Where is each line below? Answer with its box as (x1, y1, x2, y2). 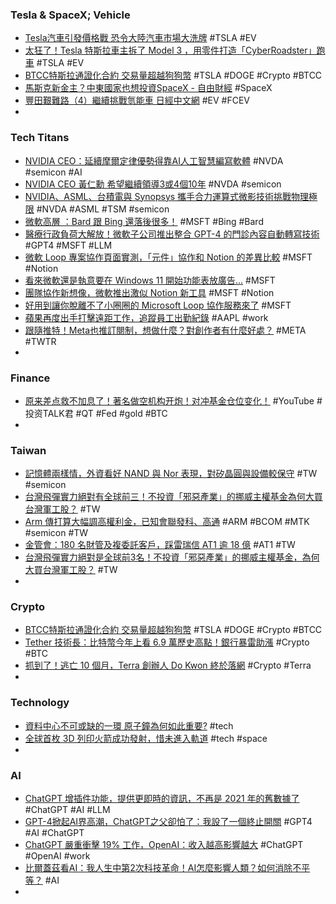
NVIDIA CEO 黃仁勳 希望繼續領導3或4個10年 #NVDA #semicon (24, 178, 282, 190)
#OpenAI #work (24, 850, 91, 862)
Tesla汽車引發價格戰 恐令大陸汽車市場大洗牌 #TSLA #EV (24, 32, 257, 44)
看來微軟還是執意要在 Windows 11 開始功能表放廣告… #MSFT (24, 274, 276, 286)
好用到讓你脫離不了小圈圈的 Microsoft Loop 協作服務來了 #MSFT (24, 299, 292, 311)
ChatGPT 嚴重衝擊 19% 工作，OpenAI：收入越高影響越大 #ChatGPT (24, 839, 304, 851)
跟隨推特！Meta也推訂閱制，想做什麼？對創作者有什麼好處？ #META (24, 324, 307, 336)
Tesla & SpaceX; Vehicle (10, 8, 131, 22)
